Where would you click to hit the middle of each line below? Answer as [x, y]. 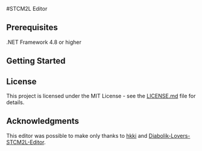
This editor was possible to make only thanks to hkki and [77, 135]
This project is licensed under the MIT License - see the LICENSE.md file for [101, 96]
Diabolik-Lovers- [169, 135]
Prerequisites [32, 27]
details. [15, 102]
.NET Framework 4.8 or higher [44, 42]
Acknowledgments [43, 121]
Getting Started [36, 61]
